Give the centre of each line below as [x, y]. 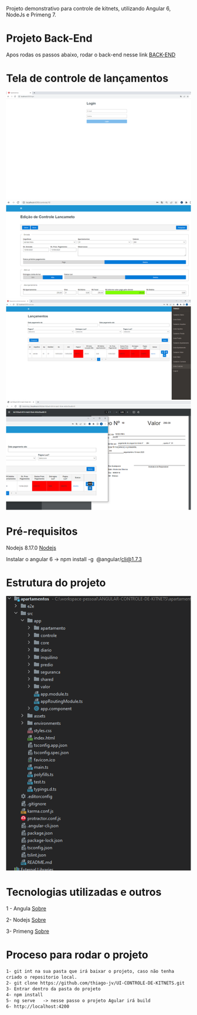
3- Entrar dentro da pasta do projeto [53, 989]
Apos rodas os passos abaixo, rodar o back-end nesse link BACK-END [91, 55]
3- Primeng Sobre [28, 931]
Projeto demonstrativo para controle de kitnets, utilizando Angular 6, [89, 9]
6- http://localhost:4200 [38, 1006]
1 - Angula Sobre [26, 909]
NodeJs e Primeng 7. [31, 15]
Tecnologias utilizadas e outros [84, 892]
